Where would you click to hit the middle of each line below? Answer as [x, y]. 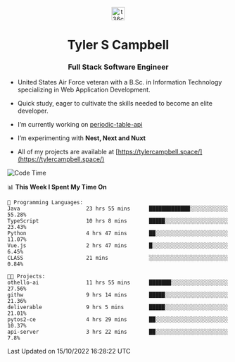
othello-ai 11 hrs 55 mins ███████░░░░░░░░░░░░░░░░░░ [118, 283]
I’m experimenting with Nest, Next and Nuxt [82, 138]
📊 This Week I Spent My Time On [57, 187]
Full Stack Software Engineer [118, 67]
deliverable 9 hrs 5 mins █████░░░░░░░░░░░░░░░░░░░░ [118, 307]
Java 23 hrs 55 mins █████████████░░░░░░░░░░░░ [118, 209]
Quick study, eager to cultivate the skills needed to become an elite [115, 104]
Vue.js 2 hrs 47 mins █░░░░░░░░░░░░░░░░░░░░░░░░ [118, 246]
